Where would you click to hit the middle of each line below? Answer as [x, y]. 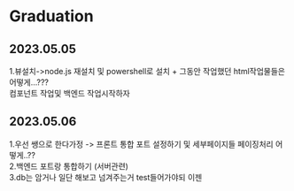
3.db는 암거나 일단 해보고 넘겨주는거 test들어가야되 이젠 [106, 177]
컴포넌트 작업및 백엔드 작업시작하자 [70, 93]
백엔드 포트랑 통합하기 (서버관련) [72, 166]
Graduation [52, 16]
